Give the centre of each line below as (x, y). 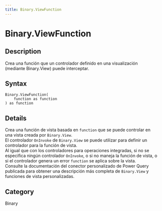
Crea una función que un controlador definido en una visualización (71, 63)
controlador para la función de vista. (41, 145)
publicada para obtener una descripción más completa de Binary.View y (77, 171)
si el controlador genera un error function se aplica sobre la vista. (71, 161)
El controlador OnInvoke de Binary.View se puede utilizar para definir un (76, 140)
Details (16, 118)
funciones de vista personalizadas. (40, 176)
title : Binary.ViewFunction (33, 9)
